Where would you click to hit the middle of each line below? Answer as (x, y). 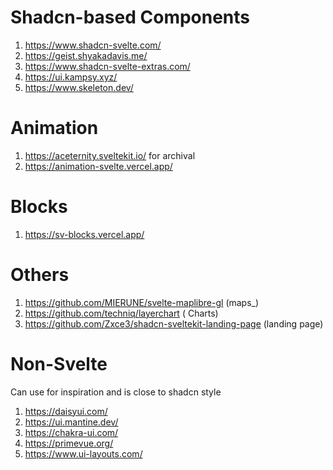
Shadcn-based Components (130, 17)
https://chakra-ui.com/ (71, 432)
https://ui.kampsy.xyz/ (71, 77)
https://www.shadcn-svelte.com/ (93, 45)
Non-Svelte (59, 363)
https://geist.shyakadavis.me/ (86, 55)
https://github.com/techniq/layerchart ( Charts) (121, 313)
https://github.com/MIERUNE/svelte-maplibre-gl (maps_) (142, 302)
